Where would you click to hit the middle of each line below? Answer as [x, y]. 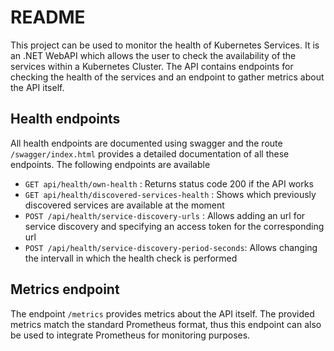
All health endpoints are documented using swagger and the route [146, 143]
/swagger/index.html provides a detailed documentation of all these [150, 153]
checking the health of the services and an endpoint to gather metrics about [167, 77]
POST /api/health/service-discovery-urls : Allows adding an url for [165, 215]
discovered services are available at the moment [124, 205]
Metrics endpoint [65, 289]
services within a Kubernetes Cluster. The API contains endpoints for [152, 66]
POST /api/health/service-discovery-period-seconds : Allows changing [171, 247]
